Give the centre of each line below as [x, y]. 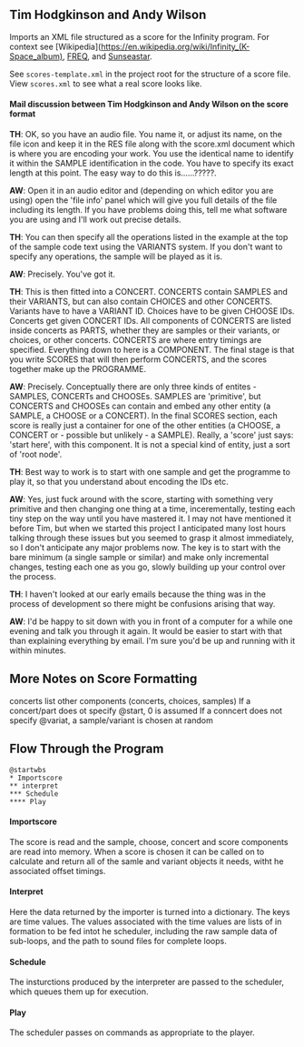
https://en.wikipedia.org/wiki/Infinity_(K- [176, 46]
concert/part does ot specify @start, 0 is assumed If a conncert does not [146, 710]
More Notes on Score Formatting [103, 679]
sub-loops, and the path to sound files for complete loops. [118, 941]
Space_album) [36, 56]
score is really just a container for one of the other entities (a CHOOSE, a [145, 426]
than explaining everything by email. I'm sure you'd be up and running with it [152, 641]
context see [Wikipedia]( [55, 46]
